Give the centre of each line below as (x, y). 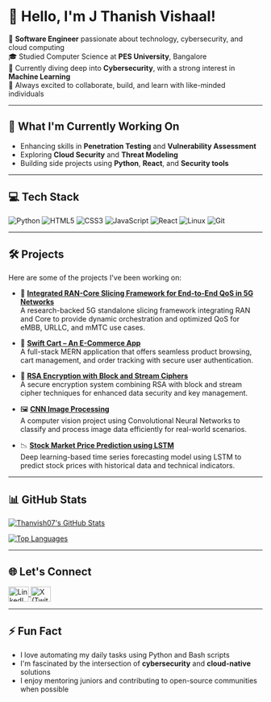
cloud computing (36, 47)
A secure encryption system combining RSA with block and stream (131, 384)
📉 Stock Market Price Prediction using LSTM (97, 446)
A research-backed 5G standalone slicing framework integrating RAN (135, 310)
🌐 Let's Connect (50, 571)
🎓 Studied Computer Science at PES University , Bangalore (108, 56)
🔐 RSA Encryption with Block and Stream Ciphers (104, 376)
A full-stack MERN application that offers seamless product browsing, (136, 352)
